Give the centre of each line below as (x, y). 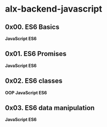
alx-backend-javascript (53, 9)
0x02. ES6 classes (34, 81)
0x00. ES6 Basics (32, 27)
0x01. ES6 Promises (36, 54)
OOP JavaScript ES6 (26, 92)
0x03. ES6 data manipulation (50, 108)
